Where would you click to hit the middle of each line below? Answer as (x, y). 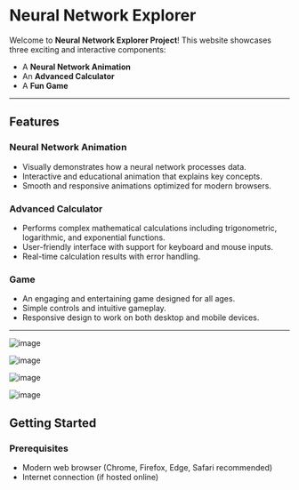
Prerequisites (39, 448)
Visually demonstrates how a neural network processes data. (134, 166)
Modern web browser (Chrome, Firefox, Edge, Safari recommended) (147, 467)
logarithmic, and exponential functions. (94, 237)
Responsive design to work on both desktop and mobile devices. (141, 317)
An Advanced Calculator (69, 76)
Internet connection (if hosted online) (90, 477)
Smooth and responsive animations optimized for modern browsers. (146, 185)
